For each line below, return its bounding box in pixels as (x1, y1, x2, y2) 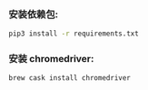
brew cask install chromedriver (8, 74, 131, 83)
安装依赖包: (8, 7, 59, 20)
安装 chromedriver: (8, 53, 94, 65)
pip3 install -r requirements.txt (8, 29, 140, 38)
